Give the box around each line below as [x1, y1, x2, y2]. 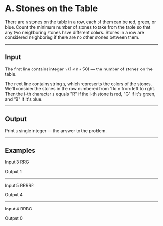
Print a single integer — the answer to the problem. [5, 127, 107, 134]
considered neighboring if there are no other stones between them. [5, 35, 140, 40]
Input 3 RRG [5, 159, 29, 165]
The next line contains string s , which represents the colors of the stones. [5, 81, 152, 87]
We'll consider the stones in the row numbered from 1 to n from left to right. [5, 86, 155, 91]
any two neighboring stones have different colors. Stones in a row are [5, 29, 144, 35]
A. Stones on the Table [5, 3, 98, 14]
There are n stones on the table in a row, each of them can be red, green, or [5, 19, 156, 25]
